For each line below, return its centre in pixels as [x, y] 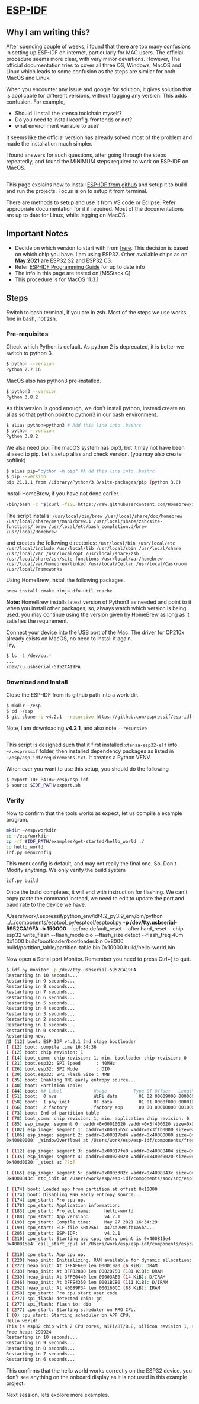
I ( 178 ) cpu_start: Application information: [63, 1206]
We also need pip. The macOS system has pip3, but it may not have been [95, 448]
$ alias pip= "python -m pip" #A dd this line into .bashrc [81, 471]
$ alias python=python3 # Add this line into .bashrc [74, 426]
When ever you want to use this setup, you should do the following [87, 769]
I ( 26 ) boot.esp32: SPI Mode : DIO [58, 1069]
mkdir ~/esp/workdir [32, 830]
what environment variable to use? [57, 126]
